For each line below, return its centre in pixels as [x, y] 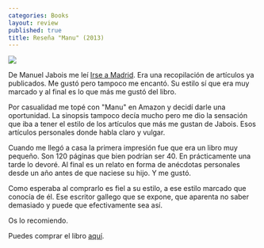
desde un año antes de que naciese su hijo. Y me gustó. [100, 173]
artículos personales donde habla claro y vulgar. [87, 132]
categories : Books [38, 15]
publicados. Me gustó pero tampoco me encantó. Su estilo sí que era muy [129, 83]
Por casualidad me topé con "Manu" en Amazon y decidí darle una [117, 107]
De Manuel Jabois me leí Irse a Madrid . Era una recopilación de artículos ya [131, 75]
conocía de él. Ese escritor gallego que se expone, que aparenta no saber [129, 197]
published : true [35, 30]
